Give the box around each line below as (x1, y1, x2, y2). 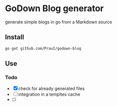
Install (5, 33, 24, 41)
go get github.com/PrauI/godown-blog (5, 46, 82, 51)
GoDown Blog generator (5, 3, 104, 14)
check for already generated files (18, 86, 85, 91)
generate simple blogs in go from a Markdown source (5, 19, 113, 25)
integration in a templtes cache (18, 91, 81, 97)
